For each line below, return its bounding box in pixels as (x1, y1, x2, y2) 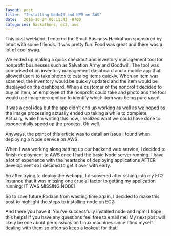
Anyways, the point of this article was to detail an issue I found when (5, 131, 151, 137)
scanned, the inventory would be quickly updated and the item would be (5, 78, 158, 84)
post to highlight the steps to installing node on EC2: (5, 199, 116, 205)
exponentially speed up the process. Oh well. (5, 121, 101, 127)
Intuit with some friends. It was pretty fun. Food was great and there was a (5, 41, 163, 48)
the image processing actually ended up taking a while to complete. (5, 110, 148, 116)
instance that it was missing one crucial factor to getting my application (5, 178, 156, 184)
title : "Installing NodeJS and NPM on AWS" (5, 12, 102, 17)
